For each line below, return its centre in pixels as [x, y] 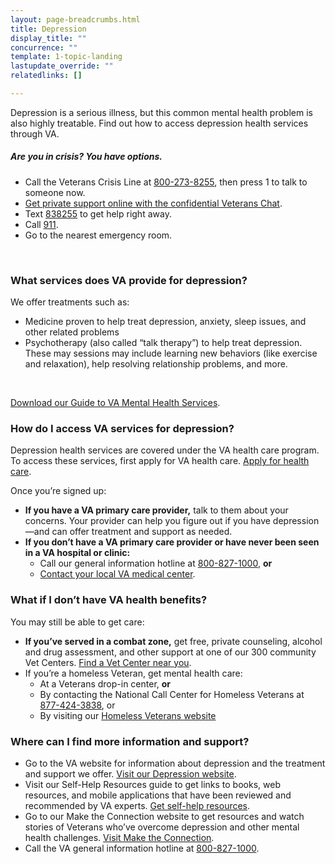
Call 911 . [41, 224]
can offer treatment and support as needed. [142, 532]
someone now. [55, 192]
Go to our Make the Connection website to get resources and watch [164, 817]
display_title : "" [48, 38]
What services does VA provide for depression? [129, 280]
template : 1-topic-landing [66, 57]
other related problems [72, 332]
